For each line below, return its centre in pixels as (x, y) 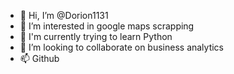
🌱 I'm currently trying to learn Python (96, 36)
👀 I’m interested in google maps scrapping (107, 26)
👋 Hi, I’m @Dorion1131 (64, 15)
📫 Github (39, 58)
